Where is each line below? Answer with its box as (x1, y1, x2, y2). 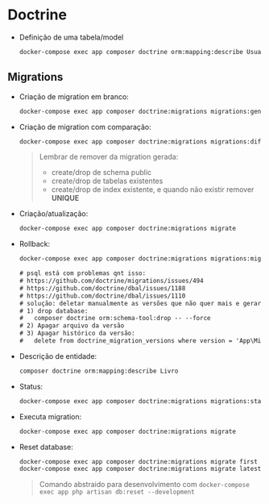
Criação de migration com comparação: (19, 122, 152, 131)
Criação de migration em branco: (19, 91, 130, 102)
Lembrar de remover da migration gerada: (39, 152, 179, 162)
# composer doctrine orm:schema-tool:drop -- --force (19, 314, 211, 323)
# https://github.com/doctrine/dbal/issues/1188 (19, 284, 186, 292)
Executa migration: (19, 411, 82, 421)
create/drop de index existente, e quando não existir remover (51, 185, 255, 194)
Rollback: (19, 240, 51, 249)
